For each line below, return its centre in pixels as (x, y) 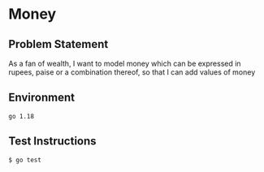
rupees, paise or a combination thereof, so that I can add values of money (132, 72)
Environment (42, 98)
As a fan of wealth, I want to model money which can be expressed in (125, 63)
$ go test (25, 160)
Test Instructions (52, 142)
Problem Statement (58, 44)
